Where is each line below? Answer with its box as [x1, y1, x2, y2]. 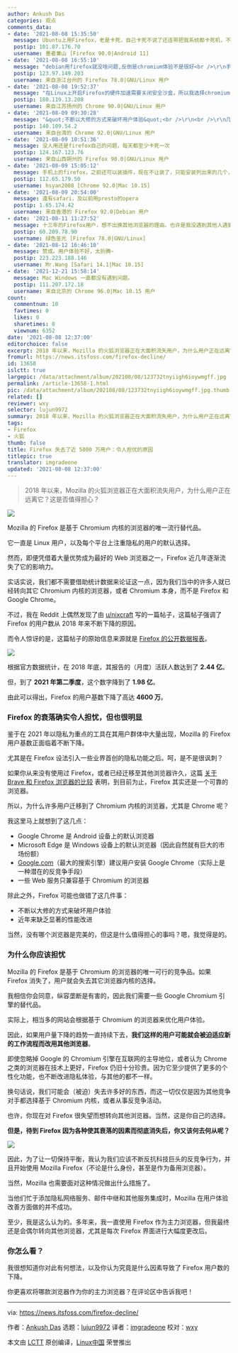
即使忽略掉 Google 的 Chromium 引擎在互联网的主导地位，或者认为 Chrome [7, 1054, 227, 1063]
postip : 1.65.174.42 [13, 202, 74, 209]
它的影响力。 [19, 562, 57, 571]
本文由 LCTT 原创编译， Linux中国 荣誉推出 [7, 1337, 132, 1346]
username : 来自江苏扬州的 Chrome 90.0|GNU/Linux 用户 [13, 103, 166, 110]
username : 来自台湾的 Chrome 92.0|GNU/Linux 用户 [13, 129, 156, 136]
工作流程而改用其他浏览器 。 [13, 1039, 94, 1048]
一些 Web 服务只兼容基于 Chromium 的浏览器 [17, 876, 149, 884]
